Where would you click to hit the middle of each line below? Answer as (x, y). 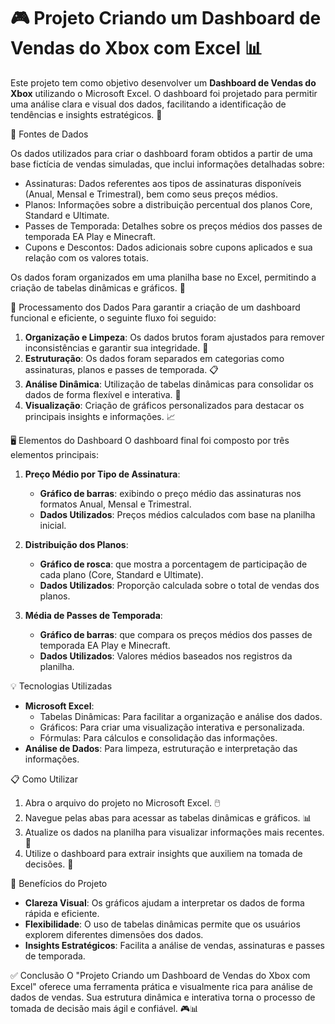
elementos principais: (54, 454)
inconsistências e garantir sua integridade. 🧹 (116, 347)
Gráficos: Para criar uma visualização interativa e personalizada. (172, 727)
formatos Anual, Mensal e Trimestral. (115, 504)
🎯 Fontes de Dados (49, 134)
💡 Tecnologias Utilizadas (61, 686)
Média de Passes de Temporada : (93, 615)
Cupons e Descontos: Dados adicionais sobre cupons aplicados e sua (168, 247)
